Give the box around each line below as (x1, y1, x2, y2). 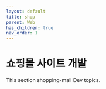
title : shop (6, 14, 35, 20)
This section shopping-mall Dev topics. (6, 77, 101, 84)
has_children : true (6, 24, 54, 31)
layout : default (6, 8, 46, 15)
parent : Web (6, 19, 35, 25)
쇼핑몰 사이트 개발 (6, 57, 87, 70)
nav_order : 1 (6, 30, 38, 36)
